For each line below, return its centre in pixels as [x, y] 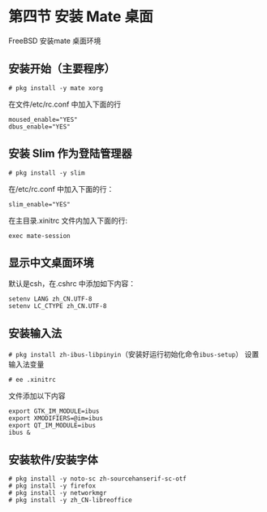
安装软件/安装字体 [54, 460]
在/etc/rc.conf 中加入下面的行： [61, 189]
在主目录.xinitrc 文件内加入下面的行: [68, 220]
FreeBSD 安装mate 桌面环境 [55, 41]
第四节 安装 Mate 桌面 [81, 17]
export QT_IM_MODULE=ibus [52, 426]
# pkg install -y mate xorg [56, 88]
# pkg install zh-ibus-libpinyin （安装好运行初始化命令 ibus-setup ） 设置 [134, 354]
